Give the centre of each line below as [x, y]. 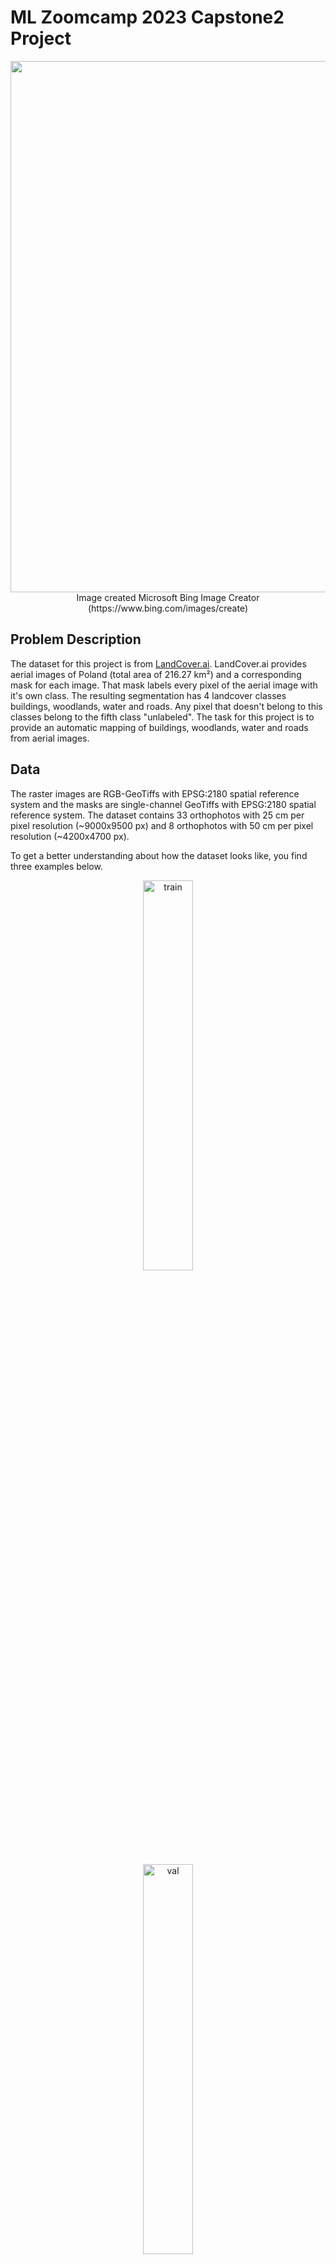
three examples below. [56, 866]
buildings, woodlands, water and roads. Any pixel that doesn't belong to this [166, 706]
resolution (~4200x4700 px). [70, 836]
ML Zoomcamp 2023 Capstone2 [147, 17]
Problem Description [76, 639]
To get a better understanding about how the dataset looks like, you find [159, 855]
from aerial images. [50, 738]
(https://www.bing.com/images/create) [167, 608]
